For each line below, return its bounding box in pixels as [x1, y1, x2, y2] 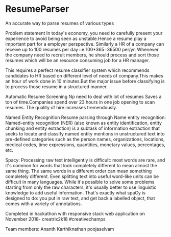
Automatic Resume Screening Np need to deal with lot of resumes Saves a [5, 93, 162, 100]
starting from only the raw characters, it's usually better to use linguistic [5, 184, 157, 190]
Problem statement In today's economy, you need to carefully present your [5, 30, 163, 36]
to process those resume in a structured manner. [5, 83, 108, 90]
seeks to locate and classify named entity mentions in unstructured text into [5, 130, 165, 136]
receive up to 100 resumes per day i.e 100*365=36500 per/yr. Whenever [5, 46, 159, 52]
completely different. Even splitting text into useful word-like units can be [5, 173, 159, 180]
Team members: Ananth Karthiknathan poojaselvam [5, 226, 114, 232]
